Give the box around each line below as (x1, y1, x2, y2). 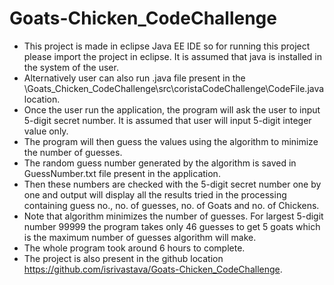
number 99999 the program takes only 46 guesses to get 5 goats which (23, 220, 321, 232)
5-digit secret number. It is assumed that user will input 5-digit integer (23, 114, 312, 126)
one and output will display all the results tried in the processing (23, 188, 287, 201)
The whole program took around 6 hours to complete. (23, 242, 246, 254)
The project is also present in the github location (23, 252, 224, 264)
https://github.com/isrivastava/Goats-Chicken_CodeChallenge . (23, 263, 283, 275)
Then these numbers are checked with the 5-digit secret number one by (23, 178, 322, 190)
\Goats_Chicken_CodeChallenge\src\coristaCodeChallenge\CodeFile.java (23, 82, 325, 94)
